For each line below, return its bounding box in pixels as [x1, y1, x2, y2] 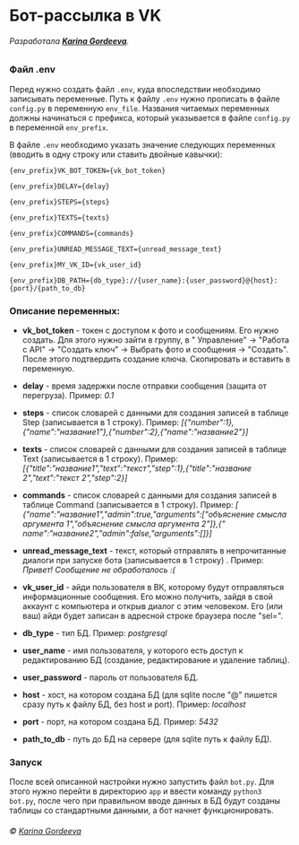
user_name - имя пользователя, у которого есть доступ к [21, 645, 243, 656]
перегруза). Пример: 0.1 [21, 390, 115, 401]
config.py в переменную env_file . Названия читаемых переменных [9, 102, 270, 113]
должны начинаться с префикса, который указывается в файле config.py [9, 112, 291, 123]
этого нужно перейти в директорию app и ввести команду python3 [9, 786, 262, 797]
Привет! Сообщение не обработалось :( [21, 564, 176, 575]
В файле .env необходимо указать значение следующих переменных [9, 139, 276, 150]
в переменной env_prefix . [9, 122, 109, 133]
